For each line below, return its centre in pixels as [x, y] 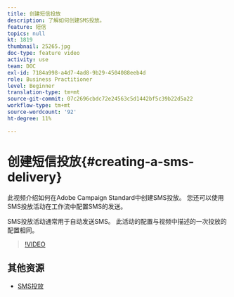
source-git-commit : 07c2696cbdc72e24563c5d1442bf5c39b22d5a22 [100, 99]
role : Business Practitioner [50, 79]
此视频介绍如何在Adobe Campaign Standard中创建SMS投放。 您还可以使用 [116, 197]
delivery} [35, 177]
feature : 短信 [27, 27]
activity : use [28, 60]
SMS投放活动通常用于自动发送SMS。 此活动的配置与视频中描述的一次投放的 [117, 221]
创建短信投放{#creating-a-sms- [101, 162]
